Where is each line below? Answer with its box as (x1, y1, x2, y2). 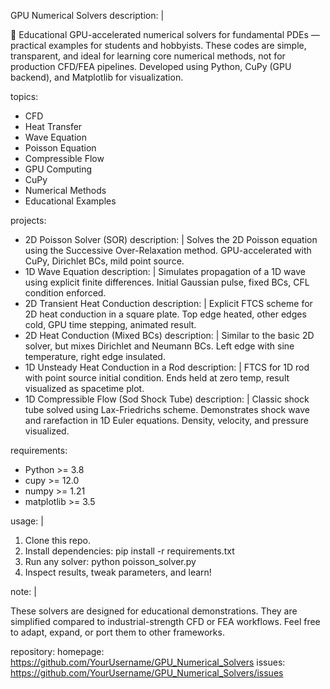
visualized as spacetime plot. (24, 383, 145, 394)
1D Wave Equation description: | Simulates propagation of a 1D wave (24, 266, 306, 277)
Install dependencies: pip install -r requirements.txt (24, 545, 235, 557)
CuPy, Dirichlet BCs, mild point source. (24, 255, 185, 267)
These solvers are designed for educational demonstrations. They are (10, 605, 298, 617)
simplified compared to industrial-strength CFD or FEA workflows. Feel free (10, 616, 321, 627)
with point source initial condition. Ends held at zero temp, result (24, 372, 290, 384)
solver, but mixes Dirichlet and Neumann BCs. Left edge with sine (24, 340, 295, 352)
